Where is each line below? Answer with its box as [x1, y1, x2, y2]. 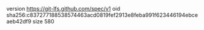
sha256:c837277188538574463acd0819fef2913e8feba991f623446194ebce [6, 11, 198, 19]
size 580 [32, 18, 55, 25]
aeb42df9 [6, 18, 32, 25]
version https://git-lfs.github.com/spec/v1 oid [6, 5, 121, 12]
